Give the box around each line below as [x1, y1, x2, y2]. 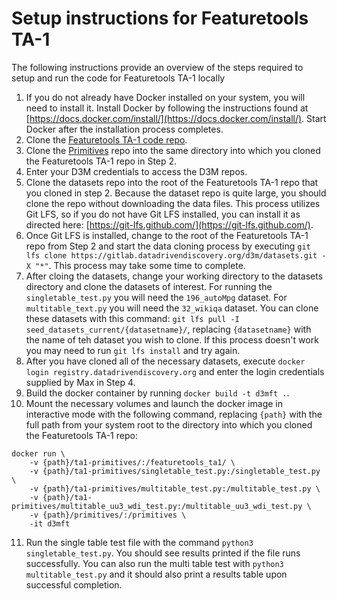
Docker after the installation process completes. [25, 123, 224, 135]
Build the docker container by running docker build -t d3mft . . [25, 387, 290, 399]
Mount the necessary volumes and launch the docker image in [25, 397, 283, 409]
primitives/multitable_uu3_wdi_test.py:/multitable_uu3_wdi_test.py [11, 501, 303, 511]
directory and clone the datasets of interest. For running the [25, 280, 273, 292]
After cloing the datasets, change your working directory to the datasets [25, 270, 324, 282]
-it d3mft [29, 518, 71, 529]
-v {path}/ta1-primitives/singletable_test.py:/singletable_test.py [29, 466, 321, 476]
